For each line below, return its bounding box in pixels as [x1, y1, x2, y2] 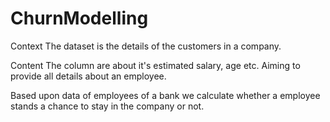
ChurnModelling [10, 7, 149, 30]
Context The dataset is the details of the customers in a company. [10, 40, 282, 52]
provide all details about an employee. [10, 70, 167, 82]
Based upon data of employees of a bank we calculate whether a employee [10, 89, 321, 101]
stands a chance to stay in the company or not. [10, 100, 205, 112]
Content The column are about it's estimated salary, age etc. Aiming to [10, 59, 301, 71]
